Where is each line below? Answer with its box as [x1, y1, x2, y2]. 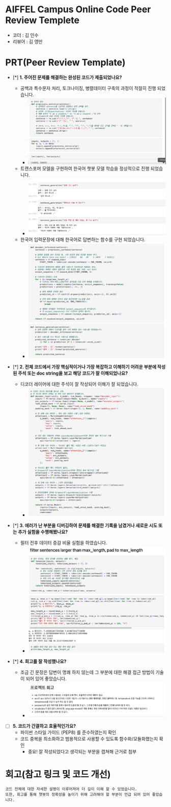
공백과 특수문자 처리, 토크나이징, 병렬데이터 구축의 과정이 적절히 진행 [20, 85, 156, 91]
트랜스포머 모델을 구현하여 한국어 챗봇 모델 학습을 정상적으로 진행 [20, 165, 150, 171]
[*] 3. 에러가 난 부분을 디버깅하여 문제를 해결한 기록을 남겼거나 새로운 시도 [12, 522, 158, 528]
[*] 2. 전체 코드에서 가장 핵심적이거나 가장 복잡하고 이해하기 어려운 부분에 [12, 363, 157, 369]
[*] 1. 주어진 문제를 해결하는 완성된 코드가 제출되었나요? [12, 74, 122, 80]
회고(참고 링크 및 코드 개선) [5, 769, 111, 780]
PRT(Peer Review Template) [5, 57, 126, 69]
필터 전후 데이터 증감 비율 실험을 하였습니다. [20, 539, 107, 546]
